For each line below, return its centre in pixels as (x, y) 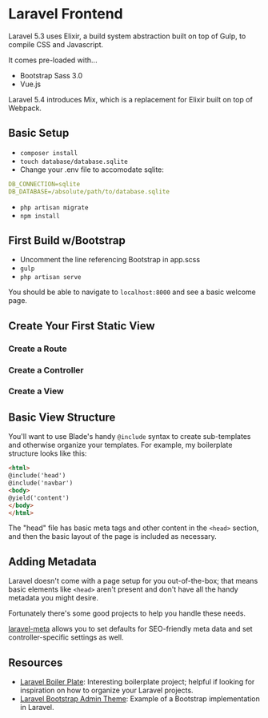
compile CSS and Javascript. (56, 44)
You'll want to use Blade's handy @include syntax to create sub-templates (130, 437)
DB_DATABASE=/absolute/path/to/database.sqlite (89, 191)
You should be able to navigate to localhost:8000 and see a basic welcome (132, 292)
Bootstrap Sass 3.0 (51, 75)
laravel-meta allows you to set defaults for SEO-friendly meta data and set (131, 629)
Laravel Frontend (66, 14)
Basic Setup (39, 133)
